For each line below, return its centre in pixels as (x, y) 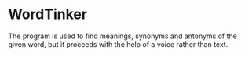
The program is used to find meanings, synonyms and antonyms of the (122, 36)
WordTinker (48, 14)
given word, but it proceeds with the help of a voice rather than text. (118, 44)
